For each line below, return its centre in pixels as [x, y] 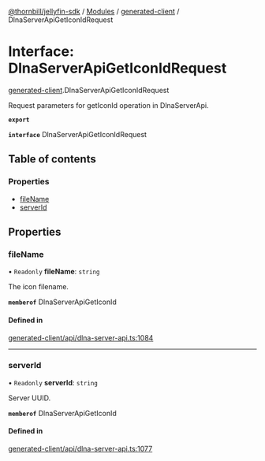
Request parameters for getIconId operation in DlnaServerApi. [108, 105]
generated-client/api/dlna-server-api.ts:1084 [81, 337]
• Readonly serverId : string [53, 382]
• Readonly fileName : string [54, 272]
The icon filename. [39, 287]
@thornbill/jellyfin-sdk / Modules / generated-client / [94, 11]
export [19, 120]
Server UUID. [30, 398]
